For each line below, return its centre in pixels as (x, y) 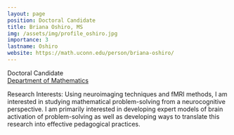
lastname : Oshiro (33, 46)
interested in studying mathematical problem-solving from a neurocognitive (117, 101)
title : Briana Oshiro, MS (45, 27)
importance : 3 (28, 40)
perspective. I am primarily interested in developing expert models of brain (115, 109)
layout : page (26, 14)
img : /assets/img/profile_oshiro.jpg (63, 33)
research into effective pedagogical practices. (74, 124)
